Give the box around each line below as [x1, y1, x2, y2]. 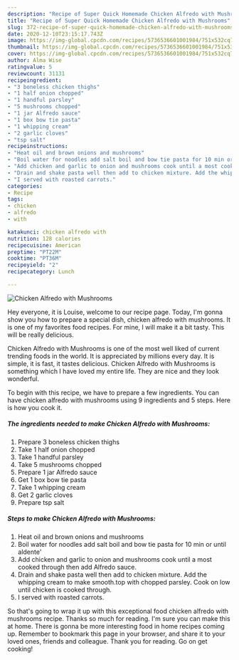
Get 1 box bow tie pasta [17, 475, 87, 484]
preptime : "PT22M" [7, 248, 62, 256]
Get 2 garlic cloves [17, 491, 73, 499]
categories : [7, 182, 43, 189]
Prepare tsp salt [17, 498, 65, 506]
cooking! [7, 644, 33, 653]
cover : [7, 51, 27, 58]
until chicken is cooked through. [17, 585, 112, 594]
